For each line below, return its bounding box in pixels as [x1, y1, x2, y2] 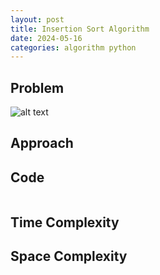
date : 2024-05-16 [10, 33, 83, 43]
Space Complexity [10, 248, 128, 265]
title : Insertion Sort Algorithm [10, 24, 150, 34]
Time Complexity [10, 214, 120, 231]
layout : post [10, 14, 65, 25]
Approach [10, 135, 74, 152]
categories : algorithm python [10, 42, 137, 53]
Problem [10, 79, 65, 96]
